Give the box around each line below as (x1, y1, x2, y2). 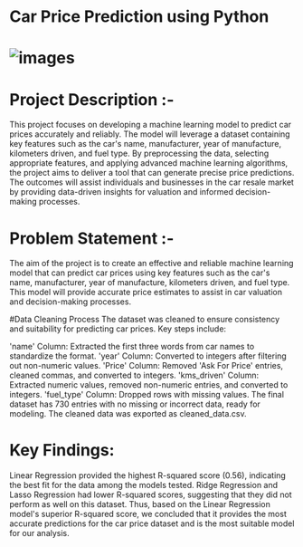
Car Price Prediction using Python (9, 6, 270, 27)
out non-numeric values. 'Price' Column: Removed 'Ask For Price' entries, (9, 360, 283, 371)
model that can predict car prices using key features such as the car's (9, 267, 270, 278)
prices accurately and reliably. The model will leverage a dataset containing (9, 129, 291, 139)
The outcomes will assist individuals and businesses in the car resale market (9, 177, 294, 187)
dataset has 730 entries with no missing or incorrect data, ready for (9, 398, 260, 409)
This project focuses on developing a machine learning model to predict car (9, 120, 292, 130)
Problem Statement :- (9, 228, 175, 248)
